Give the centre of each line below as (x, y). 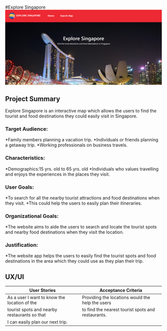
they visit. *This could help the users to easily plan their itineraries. (74, 203)
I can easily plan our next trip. (38, 322)
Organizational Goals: (32, 216)
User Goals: (20, 187)
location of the (22, 303)
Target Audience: (27, 129)
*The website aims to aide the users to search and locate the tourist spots (81, 227)
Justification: (22, 245)
